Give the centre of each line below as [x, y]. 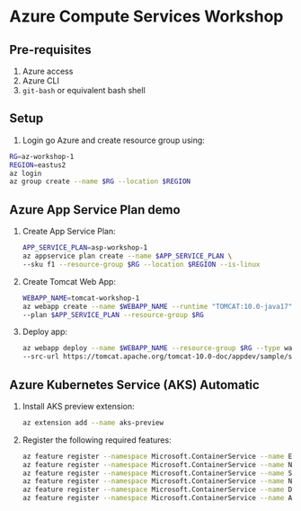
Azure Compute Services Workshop [146, 17]
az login [26, 173]
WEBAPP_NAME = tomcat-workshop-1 [81, 298]
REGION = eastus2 [38, 165]
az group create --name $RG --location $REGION [100, 181]
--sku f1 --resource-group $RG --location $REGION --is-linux [141, 264]
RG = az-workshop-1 [42, 156]
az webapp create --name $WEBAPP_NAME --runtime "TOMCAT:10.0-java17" [157, 306]
